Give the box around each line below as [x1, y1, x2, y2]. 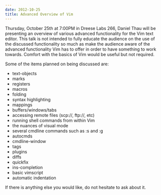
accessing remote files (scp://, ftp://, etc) [12, 112, 95, 118]
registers [12, 81, 30, 86]
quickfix [12, 159, 28, 165]
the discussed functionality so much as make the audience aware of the [5, 41, 150, 47]
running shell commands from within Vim [12, 117, 95, 123]
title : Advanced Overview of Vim [5, 12, 73, 17]
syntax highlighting [12, 96, 51, 102]
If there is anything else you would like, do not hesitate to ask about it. [5, 184, 146, 190]
